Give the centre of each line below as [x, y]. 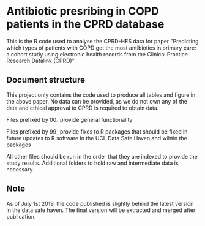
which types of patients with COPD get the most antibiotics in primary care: [102, 48]
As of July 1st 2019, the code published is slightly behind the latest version [100, 203]
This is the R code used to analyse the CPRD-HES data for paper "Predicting [102, 41]
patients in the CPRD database [85, 24]
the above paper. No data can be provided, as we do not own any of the [97, 101]
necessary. [20, 169]
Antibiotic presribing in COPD [83, 11]
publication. [21, 216]
